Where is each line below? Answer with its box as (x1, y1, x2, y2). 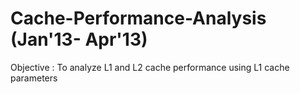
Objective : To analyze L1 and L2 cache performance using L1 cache (10, 61, 290, 73)
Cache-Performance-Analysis (10, 7, 267, 30)
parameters (10, 72, 58, 84)
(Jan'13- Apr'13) (10, 28, 148, 51)
